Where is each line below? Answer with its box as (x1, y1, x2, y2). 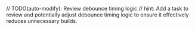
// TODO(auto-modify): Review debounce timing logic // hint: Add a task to (6, 5, 189, 12)
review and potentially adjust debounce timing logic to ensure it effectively (6, 11, 189, 18)
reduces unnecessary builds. (6, 18, 78, 24)
